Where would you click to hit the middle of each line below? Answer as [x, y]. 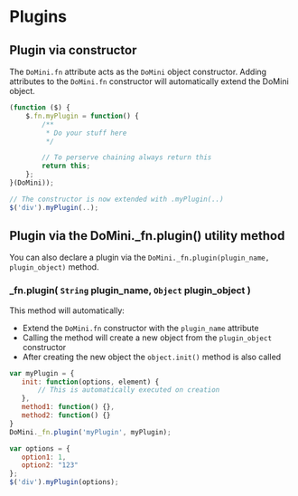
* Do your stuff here [86, 133]
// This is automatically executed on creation [129, 390]
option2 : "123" [50, 465]
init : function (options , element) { [90, 382]
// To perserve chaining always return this [127, 157]
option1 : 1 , [44, 457]
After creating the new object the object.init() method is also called [152, 357]
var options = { [40, 448]
